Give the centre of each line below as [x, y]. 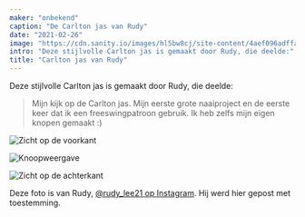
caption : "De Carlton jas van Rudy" [79, 26]
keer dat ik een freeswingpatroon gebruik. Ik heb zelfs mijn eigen [153, 113]
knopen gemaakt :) [67, 123]
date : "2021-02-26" [46, 35]
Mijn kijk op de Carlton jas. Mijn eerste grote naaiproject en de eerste [161, 104]
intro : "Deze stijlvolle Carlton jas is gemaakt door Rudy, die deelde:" [152, 52]
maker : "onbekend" [44, 18]
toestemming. [35, 202]
